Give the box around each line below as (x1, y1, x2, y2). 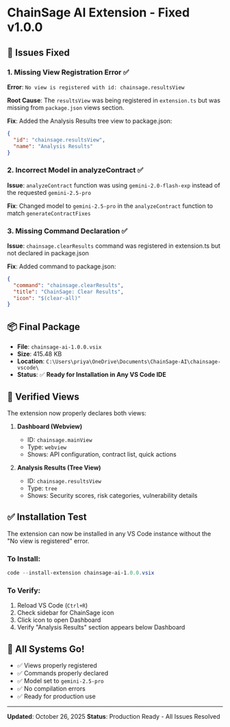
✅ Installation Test (7, 511, 87, 523)
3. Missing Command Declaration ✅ (7, 226, 128, 235)
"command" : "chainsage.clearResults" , (13, 281, 125, 289)
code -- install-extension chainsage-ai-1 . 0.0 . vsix (7, 570, 155, 577)
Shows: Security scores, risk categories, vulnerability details (27, 491, 198, 499)
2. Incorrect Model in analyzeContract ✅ (7, 165, 144, 175)
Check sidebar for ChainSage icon (16, 609, 114, 617)
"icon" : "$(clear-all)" (13, 295, 81, 301)
